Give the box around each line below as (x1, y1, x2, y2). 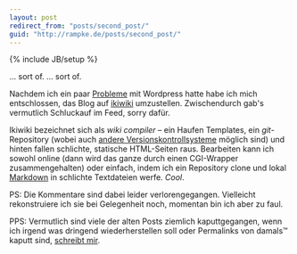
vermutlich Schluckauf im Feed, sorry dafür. (9, 108, 171, 119)
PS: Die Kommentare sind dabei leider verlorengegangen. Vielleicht (9, 189, 256, 201)
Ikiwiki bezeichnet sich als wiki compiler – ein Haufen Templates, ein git (9, 125, 272, 135)
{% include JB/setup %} (9, 54, 98, 65)
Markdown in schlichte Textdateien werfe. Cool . (9, 172, 185, 183)
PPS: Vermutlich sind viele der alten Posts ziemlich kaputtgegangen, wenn (9, 216, 283, 227)
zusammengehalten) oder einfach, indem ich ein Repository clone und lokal (9, 162, 287, 174)
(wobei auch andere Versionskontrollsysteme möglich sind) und (50, 135, 285, 145)
